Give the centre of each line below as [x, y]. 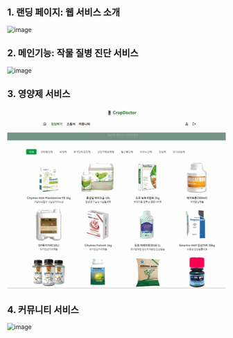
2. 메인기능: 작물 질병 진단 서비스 [73, 53]
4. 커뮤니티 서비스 [43, 310]
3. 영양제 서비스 [39, 94]
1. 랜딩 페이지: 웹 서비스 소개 [63, 12]
